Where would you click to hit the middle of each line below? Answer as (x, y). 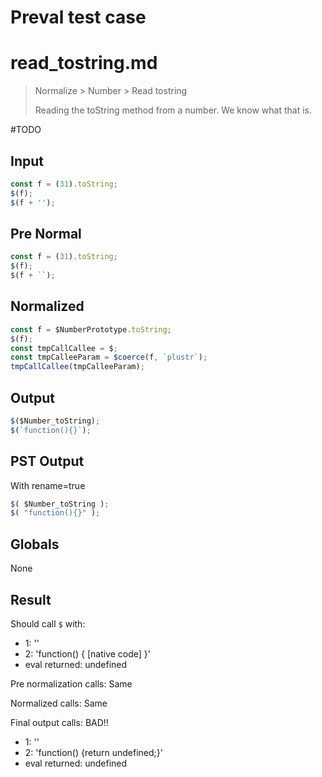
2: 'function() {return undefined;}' (93, 752)
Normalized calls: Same (59, 703)
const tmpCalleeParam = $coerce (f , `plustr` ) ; (109, 357)
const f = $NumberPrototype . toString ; (91, 329)
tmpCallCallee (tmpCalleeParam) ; (77, 367)
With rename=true (48, 485)
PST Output (47, 461)
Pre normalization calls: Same (71, 683)
